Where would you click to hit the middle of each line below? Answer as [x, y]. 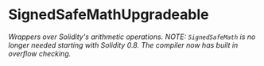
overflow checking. [40, 53]
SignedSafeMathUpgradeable [109, 15]
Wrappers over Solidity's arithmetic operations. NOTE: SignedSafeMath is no [132, 37]
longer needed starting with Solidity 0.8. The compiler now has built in [123, 45]
